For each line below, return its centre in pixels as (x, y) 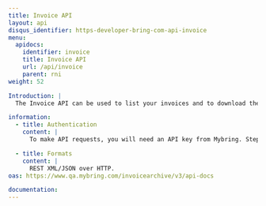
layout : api (28, 23)
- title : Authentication (56, 125)
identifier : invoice (56, 52)
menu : (17, 37)
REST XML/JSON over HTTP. (72, 168)
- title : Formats (44, 154)
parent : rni (42, 74)
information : (30, 118)
